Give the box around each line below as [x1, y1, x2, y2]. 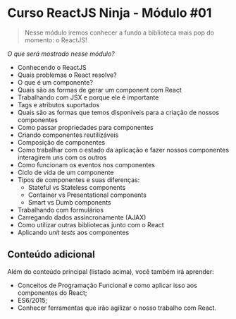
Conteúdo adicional [7, 248, 95, 260]
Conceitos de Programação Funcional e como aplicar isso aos [17, 281, 197, 289]
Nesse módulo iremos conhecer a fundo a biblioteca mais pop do [24, 28, 215, 37]
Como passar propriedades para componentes [17, 123, 154, 131]
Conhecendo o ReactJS [17, 63, 87, 71]
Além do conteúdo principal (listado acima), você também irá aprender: [7, 267, 215, 276]
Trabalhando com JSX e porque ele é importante [17, 93, 159, 102]
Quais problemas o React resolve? [17, 71, 118, 79]
